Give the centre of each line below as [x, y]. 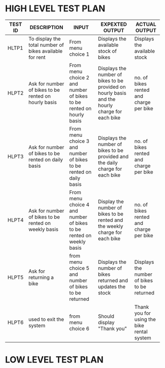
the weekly [111, 226]
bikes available [46, 51]
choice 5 [79, 268]
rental [141, 331]
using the [145, 319]
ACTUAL [146, 24]
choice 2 [79, 77]
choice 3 [79, 141]
